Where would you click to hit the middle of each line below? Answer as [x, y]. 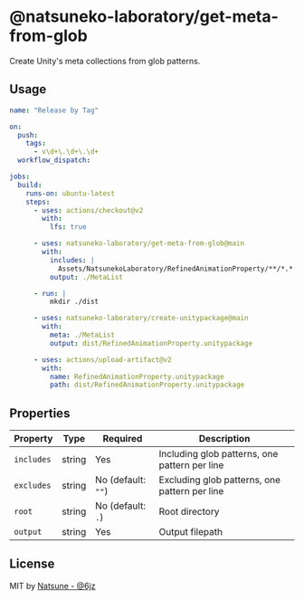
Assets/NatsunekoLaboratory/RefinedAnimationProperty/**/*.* [176, 269]
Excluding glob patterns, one [220, 480]
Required [123, 439]
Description [224, 439]
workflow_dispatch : [54, 160]
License [32, 564]
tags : [36, 143]
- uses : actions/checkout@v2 [88, 210]
